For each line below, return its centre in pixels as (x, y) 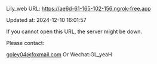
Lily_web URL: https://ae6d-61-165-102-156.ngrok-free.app (78, 9)
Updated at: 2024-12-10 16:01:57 (46, 20)
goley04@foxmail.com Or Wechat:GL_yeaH (59, 55)
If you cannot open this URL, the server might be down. (74, 31)
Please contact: (25, 43)
